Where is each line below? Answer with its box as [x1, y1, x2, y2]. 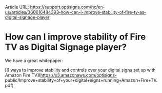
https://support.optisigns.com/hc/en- [30, 4, 105, 10]
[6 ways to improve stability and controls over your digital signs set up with [5, 67, 156, 73]
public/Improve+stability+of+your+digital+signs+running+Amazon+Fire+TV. [5, 77, 158, 83]
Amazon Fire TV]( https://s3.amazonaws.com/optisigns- [5, 72, 117, 78]
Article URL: [5, 4, 29, 10]
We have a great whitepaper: [5, 58, 63, 63]
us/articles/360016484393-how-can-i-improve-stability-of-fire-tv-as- [5, 9, 146, 15]
